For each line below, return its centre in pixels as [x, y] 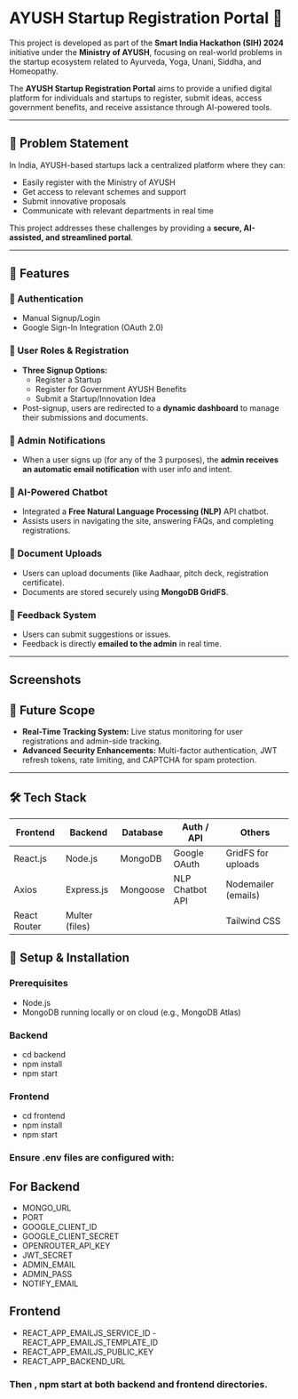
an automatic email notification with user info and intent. [127, 470]
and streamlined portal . [90, 237]
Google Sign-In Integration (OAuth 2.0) [93, 327]
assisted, [27, 237]
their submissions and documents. [85, 417]
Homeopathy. [34, 71]
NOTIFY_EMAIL [50, 1283]
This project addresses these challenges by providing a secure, [125, 228]
